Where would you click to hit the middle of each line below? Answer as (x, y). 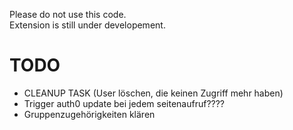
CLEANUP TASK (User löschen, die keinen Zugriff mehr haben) (153, 93)
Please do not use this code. (68, 14)
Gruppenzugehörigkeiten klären (89, 114)
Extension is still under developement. (87, 25)
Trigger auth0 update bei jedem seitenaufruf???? (124, 103)
